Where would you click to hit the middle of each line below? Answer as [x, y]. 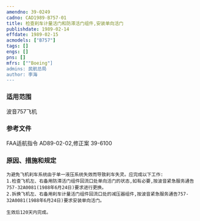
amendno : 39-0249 [28, 12]
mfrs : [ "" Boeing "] [30, 63]
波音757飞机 [22, 111]
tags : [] [17, 46]
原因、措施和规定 [31, 161]
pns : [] [16, 57]
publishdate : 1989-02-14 [38, 29]
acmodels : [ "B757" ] [31, 40]
